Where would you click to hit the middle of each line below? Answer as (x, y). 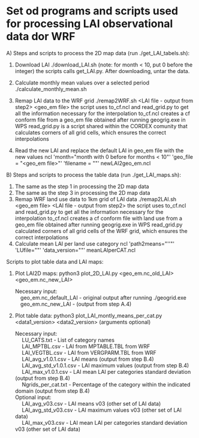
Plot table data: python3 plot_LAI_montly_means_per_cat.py (88, 315)
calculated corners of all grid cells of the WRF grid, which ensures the (101, 231)
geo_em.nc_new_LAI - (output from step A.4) (76, 304)
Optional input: (33, 397)
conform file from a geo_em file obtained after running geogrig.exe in (100, 120)
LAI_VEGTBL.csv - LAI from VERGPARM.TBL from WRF (89, 352)
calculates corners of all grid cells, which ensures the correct (91, 132)
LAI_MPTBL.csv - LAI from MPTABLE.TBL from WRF (86, 346)
